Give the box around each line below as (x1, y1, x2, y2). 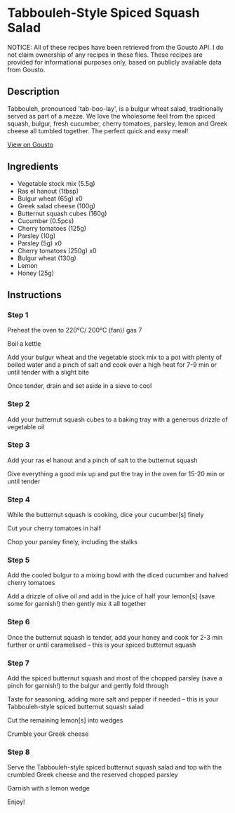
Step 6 (7, 617, 30, 627)
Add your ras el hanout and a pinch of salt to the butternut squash (7, 456, 198, 464)
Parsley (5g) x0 (17, 238, 62, 247)
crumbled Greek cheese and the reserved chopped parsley (7, 770, 178, 779)
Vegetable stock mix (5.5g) (17, 179, 96, 187)
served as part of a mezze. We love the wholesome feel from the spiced (7, 112, 215, 120)
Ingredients (7, 161, 59, 173)
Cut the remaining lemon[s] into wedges (7, 716, 123, 725)
